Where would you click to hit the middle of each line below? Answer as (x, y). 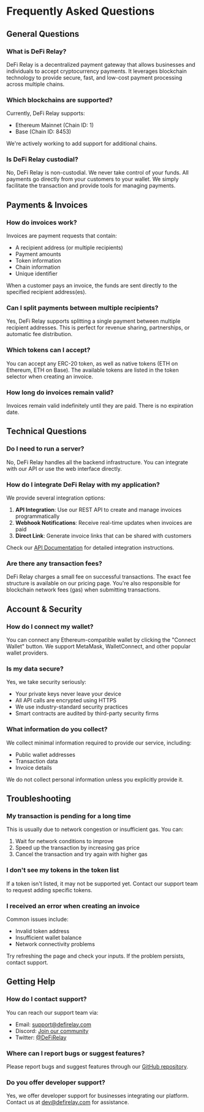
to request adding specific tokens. (50, 890)
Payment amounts (38, 254)
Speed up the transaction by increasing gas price (77, 848)
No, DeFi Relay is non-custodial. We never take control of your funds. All (97, 173)
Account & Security (44, 609)
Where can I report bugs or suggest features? (76, 1053)
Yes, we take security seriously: (47, 682)
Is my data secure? (35, 669)
